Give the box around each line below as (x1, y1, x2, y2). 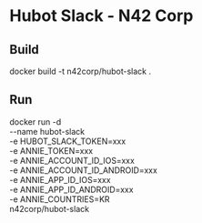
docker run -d (9, 116, 62, 127)
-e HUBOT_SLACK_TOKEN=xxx (9, 136, 126, 147)
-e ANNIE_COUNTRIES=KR (9, 193, 111, 205)
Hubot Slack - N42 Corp (9, 5, 194, 26)
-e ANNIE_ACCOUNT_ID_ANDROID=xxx (9, 165, 157, 176)
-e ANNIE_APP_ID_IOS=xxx (9, 174, 111, 185)
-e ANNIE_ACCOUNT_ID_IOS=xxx (9, 155, 135, 166)
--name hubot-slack (9, 126, 85, 137)
